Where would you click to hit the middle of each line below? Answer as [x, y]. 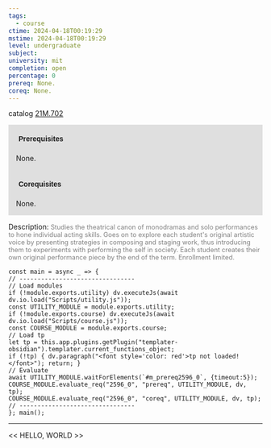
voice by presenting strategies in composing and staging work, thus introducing [130, 243]
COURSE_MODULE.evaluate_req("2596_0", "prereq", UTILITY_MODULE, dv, [128, 385]
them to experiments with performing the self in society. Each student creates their [134, 250]
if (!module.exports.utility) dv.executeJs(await [94, 293]
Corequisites [40, 185]
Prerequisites [41, 139]
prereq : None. [32, 83]
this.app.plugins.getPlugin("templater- [110, 342]
